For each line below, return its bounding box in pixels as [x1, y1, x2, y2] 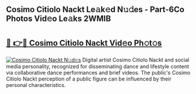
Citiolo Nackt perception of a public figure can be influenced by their [6, 75, 171, 82]
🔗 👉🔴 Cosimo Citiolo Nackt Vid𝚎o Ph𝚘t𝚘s [6, 38, 162, 48]
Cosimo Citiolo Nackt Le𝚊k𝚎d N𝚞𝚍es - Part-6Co [6, 5, 185, 15]
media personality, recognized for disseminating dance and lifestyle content [6, 63, 189, 69]
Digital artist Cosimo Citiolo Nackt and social [82, 57, 190, 63]
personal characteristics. [6, 82, 66, 88]
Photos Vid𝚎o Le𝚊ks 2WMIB [6, 14, 111, 24]
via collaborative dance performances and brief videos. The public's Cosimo [6, 69, 191, 76]
